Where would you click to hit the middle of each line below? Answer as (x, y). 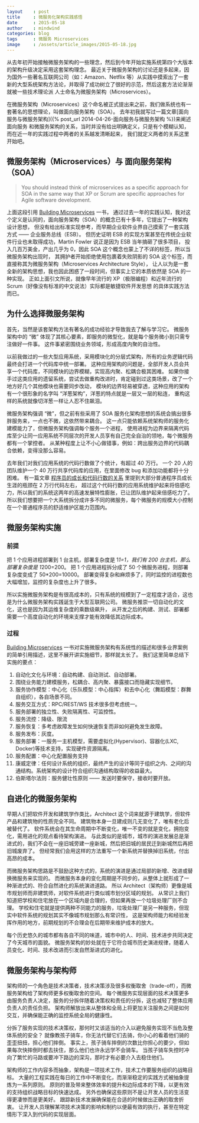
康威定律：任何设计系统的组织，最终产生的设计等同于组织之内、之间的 (101, 764)
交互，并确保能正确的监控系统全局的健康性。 (61, 1015)
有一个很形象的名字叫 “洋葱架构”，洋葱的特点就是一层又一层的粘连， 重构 (96, 393)
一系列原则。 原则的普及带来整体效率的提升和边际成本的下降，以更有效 (103, 1085)
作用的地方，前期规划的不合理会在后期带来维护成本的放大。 (84, 923)
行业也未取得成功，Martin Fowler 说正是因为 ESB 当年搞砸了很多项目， (97, 241)
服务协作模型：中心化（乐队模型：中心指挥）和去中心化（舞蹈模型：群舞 (103, 690)
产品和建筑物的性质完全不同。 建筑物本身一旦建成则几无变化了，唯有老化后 (98, 822)
